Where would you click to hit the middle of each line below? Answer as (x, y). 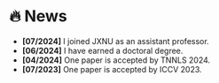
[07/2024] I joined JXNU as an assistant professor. (116, 41)
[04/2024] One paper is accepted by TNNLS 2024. (116, 60)
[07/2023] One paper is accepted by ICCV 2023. (112, 69)
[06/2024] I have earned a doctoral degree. (102, 50)
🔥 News (39, 16)
